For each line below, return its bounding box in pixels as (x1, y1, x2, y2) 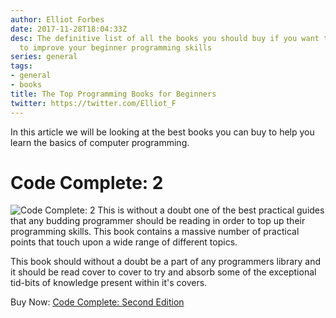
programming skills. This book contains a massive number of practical (10, 226, 300, 238)
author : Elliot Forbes (10, 14, 105, 25)
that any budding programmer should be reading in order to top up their (10, 215, 306, 227)
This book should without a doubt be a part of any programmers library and (10, 256, 322, 268)
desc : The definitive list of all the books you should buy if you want (10, 33, 320, 43)
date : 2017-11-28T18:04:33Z (10, 24, 128, 34)
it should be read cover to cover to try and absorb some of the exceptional (10, 266, 317, 278)
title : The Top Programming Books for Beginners (10, 89, 217, 99)
